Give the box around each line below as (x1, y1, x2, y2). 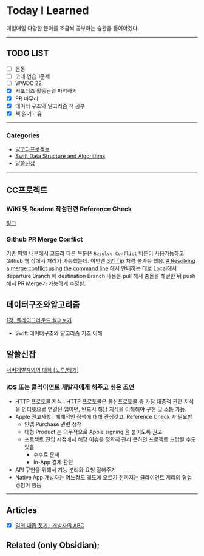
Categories (6, 131, 40, 140)
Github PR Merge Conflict (6, 235, 83, 243)
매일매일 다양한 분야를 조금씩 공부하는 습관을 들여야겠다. (6, 24, 140, 32)
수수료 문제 (33, 451, 59, 458)
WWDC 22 (15, 80, 42, 87)
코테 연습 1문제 (15, 72, 50, 80)
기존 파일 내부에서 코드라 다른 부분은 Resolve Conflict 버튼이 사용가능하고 (6, 249, 185, 257)
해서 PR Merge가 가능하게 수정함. (6, 280, 86, 287)
